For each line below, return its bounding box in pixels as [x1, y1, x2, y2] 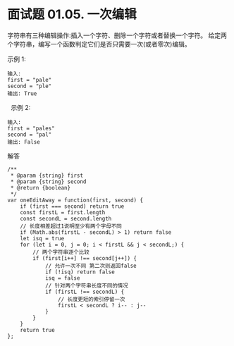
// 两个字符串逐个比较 [32, 248, 90, 256]
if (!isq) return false [44, 268, 115, 276]
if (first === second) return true [20, 202, 125, 210]
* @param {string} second [10, 178, 87, 185]
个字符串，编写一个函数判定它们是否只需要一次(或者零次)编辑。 [7, 39, 192, 48]
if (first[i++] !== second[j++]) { [32, 254, 137, 261]
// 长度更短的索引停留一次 [57, 295, 125, 303]
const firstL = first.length [20, 209, 106, 216]
